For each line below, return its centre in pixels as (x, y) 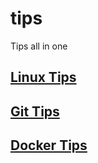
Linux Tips (43, 77)
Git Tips (35, 111)
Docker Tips (49, 145)
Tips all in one (39, 46)
